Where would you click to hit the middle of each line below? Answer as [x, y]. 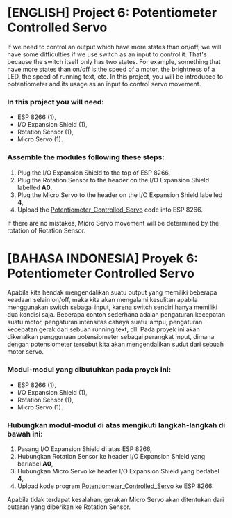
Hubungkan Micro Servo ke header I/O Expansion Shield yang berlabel [118, 471]
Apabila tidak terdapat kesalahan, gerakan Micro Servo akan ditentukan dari [116, 500]
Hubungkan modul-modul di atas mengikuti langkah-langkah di [116, 425]
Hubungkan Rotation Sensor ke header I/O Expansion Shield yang [111, 457]
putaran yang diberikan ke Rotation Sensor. [69, 507]
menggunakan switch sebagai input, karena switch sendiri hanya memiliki [112, 307]
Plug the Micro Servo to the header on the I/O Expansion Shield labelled [120, 195]
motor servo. [25, 352]
